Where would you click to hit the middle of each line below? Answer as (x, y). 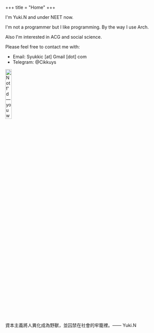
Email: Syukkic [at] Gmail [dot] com (49, 57)
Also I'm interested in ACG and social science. (54, 37)
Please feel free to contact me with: (43, 47)
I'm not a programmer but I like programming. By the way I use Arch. (77, 27)
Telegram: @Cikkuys (34, 62)
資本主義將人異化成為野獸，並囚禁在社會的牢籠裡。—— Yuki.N (71, 325)
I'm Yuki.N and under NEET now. (40, 17)
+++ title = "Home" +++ (30, 7)
